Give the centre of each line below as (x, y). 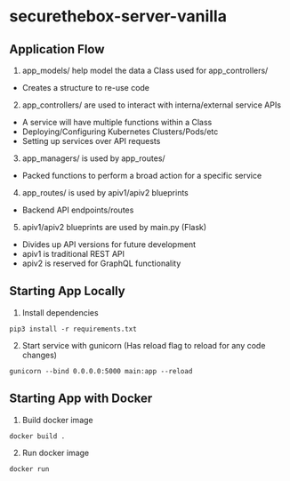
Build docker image (57, 420)
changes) (40, 355)
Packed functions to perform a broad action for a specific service (142, 176)
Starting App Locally (68, 291)
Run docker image (56, 453)
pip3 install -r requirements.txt (73, 329)
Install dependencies (60, 312)
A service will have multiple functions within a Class (117, 122)
